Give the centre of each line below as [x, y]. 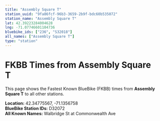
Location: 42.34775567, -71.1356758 [42, 103]
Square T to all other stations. [35, 94]
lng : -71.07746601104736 [30, 28]
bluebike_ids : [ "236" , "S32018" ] [39, 32]
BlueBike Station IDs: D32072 [35, 108]
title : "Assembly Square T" [33, 9]
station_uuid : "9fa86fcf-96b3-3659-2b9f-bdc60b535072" [61, 14]
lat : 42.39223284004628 [29, 23]
